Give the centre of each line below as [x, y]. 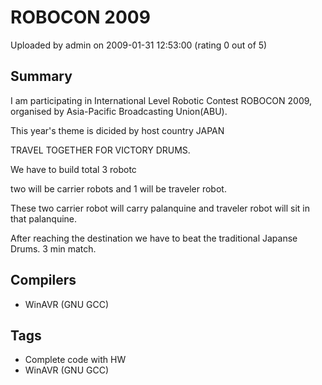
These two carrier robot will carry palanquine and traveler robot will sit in [160, 208]
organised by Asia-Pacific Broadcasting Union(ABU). [119, 111]
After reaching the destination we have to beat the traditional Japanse [154, 238]
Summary [41, 76]
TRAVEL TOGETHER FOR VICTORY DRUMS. [100, 150]
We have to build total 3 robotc [73, 169]
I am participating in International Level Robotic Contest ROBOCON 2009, [161, 100]
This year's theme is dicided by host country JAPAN [117, 130]
